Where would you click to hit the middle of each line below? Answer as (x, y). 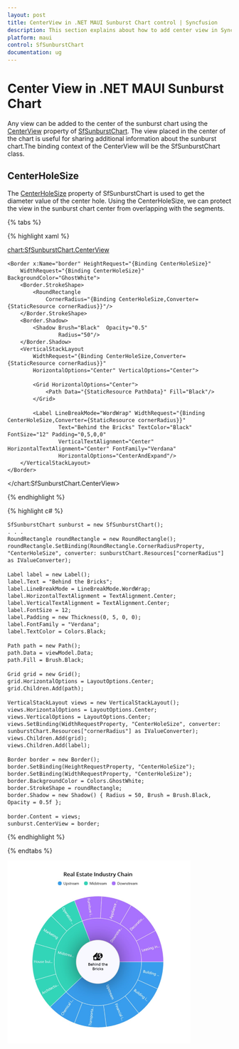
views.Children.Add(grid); (47, 738)
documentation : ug (34, 53)
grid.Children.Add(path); (46, 688)
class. (16, 154)
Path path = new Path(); (44, 645)
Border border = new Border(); (54, 759)
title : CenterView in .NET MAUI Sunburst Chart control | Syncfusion (113, 22)
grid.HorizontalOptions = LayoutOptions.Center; (81, 681)
